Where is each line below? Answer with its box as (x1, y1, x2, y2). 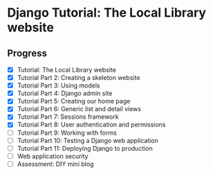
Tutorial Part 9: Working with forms (17, 128, 118, 137)
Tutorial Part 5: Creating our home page (17, 97, 131, 106)
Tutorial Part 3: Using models (17, 81, 100, 90)
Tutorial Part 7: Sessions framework (17, 112, 119, 121)
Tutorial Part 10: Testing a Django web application (17, 136, 159, 144)
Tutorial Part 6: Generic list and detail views (17, 105, 142, 113)
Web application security (17, 151, 89, 160)
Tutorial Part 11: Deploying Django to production (17, 144, 154, 152)
